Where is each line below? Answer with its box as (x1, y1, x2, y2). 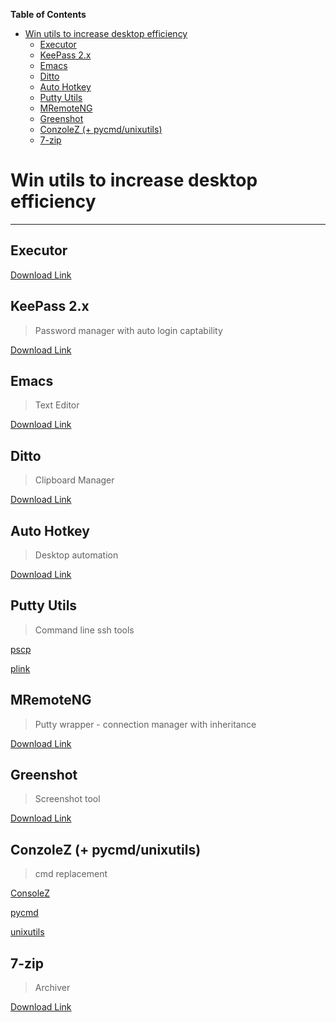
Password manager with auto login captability (34, 324, 223, 336)
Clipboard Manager (34, 474, 115, 486)
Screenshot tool (34, 793, 101, 805)
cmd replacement (34, 868, 108, 880)
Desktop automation (34, 549, 119, 561)
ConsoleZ (10, 887, 51, 899)
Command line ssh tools (34, 624, 135, 636)
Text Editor (34, 399, 80, 411)
